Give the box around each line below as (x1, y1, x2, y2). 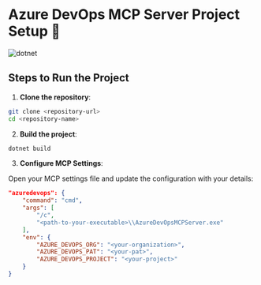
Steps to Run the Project (8, 71, 130, 84)
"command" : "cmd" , (22, 197, 83, 204)
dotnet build (8, 144, 51, 152)
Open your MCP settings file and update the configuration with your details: (8, 174, 254, 183)
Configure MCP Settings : (19, 159, 104, 168)
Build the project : (19, 129, 77, 139)
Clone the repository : (19, 92, 91, 102)
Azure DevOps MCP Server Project (8, 6, 240, 24)
